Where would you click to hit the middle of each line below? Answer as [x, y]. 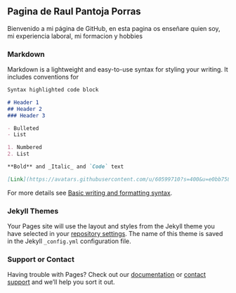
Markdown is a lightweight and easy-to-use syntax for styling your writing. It [118, 70]
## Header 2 [25, 109]
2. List [19, 154]
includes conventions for [43, 77]
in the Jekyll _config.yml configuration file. [69, 241]
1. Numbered [25, 148]
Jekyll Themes [33, 211]
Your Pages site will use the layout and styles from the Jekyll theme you [111, 226]
